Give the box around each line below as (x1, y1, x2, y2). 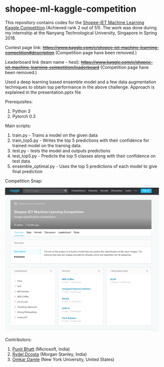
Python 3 (12, 108, 31, 114)
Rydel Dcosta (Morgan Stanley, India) (12, 351, 87, 357)
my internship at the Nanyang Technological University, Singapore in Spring (5, 30, 157, 36)
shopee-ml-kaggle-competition (5, 3, 137, 15)
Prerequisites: (5, 98, 33, 104)
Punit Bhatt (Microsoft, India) (12, 346, 70, 352)
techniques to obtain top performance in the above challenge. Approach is (5, 84, 155, 90)
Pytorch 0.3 (12, 113, 36, 119)
